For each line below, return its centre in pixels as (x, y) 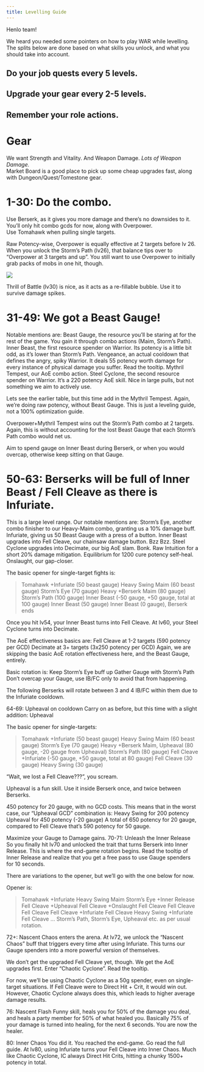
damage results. (26, 999)
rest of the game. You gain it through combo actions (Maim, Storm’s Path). (99, 341)
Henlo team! (22, 29)
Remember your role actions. (62, 114)
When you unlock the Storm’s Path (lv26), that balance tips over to (90, 250)
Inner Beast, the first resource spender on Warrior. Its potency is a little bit (99, 347)
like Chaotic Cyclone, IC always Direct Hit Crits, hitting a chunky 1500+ (95, 1056)
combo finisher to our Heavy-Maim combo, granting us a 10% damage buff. (101, 528)
